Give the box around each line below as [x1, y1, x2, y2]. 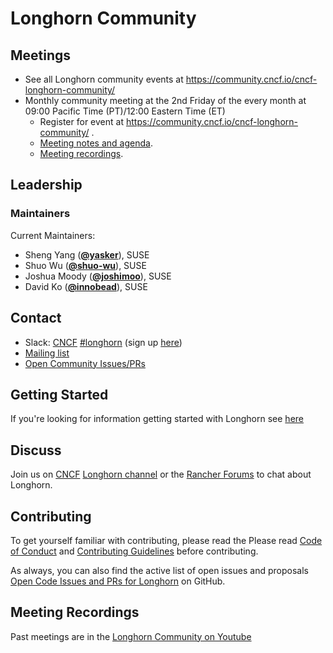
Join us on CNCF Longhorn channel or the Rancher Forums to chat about [10, 468, 312, 481]
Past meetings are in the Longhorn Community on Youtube [10, 630, 252, 642]
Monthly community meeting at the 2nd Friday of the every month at [24, 95, 307, 106]
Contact [10, 310, 62, 327]
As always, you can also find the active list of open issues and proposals [10, 564, 309, 576]
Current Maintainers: [10, 229, 96, 241]
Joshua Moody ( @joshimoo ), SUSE [24, 270, 172, 282]
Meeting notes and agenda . [39, 137, 153, 149]
